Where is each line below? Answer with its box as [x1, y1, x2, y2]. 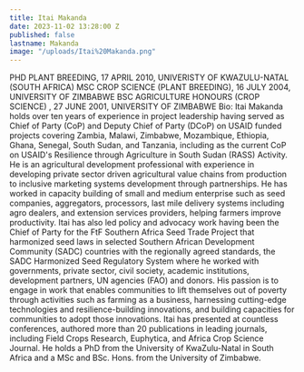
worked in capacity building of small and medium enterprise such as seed [9, 188, 286, 199]
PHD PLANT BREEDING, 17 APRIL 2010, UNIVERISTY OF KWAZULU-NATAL [9, 72, 289, 83]
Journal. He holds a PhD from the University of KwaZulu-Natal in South [9, 343, 274, 354]
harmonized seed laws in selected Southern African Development [9, 236, 255, 247]
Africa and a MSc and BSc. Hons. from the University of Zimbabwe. [9, 352, 261, 364]
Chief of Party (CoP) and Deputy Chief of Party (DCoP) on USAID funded [9, 120, 282, 132]
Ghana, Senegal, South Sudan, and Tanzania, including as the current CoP [9, 140, 287, 151]
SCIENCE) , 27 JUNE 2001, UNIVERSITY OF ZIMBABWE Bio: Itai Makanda [9, 101, 284, 112]
